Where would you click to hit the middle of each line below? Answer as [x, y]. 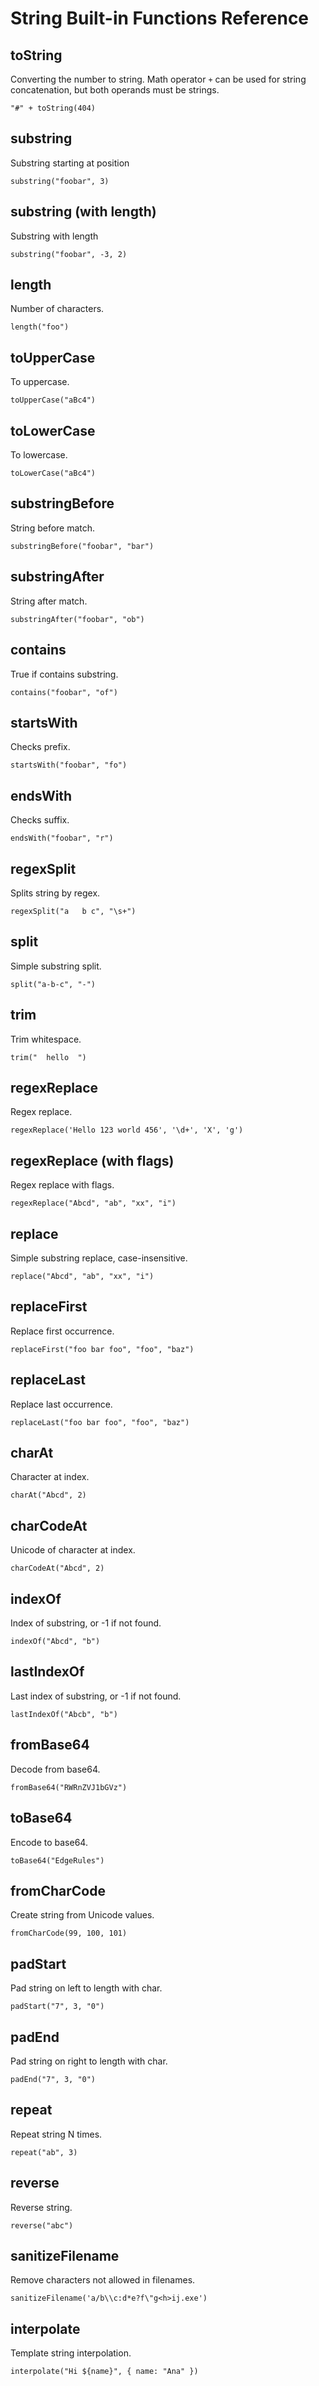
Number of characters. [57, 309]
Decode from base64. [55, 1769]
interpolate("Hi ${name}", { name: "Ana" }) [104, 2372]
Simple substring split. [56, 966]
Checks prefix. [40, 747]
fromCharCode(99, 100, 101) [69, 1933]
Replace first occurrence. [62, 1331]
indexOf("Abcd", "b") [55, 1642]
